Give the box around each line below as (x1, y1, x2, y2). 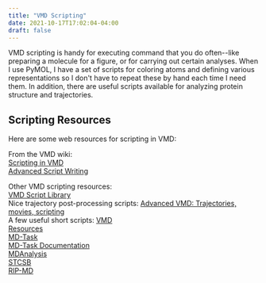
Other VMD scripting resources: (8, 182, 113, 191)
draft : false (8, 26, 52, 34)
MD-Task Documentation (8, 241, 90, 250)
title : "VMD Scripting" (8, 11, 87, 20)
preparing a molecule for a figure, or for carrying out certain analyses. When (8, 56, 259, 66)
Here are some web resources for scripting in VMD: (8, 134, 177, 143)
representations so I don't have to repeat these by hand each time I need (8, 73, 246, 83)
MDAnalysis (8, 249, 48, 258)
